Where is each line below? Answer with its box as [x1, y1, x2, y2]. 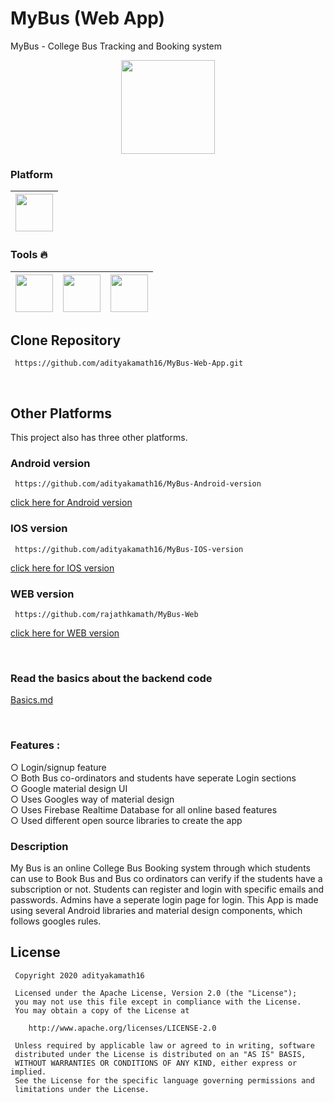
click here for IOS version [10, 562, 115, 574]
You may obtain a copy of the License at [14, 1005, 190, 1016]
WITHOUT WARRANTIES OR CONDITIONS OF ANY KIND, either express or [14, 1058, 298, 1068]
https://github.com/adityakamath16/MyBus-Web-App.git [14, 358, 244, 369]
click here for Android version [10, 497, 133, 509]
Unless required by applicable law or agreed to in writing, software [14, 1040, 315, 1051]
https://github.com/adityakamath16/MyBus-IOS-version [14, 544, 244, 554]
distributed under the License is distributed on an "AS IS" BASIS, [14, 1049, 307, 1059]
